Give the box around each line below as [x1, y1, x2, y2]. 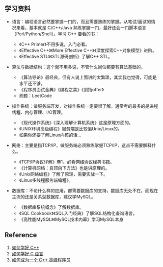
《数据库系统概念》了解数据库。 [19, 204, 84, 210]
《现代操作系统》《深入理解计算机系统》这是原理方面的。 [19, 120, 134, 125]
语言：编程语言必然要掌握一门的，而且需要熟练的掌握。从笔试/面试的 [11, 19, 151, 24]
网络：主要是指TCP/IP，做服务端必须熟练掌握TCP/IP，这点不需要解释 [11, 142, 152, 148]
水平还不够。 [19, 80, 45, 86]
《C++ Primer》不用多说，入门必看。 [19, 41, 90, 47]
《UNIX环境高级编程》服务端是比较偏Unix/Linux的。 [19, 125, 122, 131]
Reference [4, 231, 37, 239]
